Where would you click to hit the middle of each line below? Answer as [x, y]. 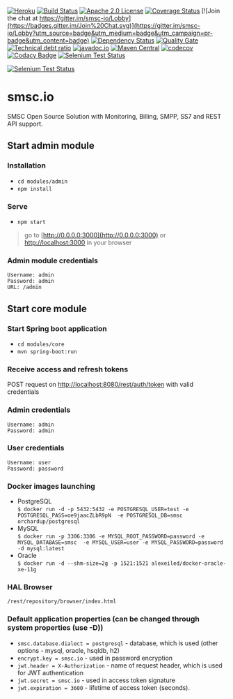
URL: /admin [24, 287]
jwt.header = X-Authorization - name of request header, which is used [120, 665]
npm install [34, 189]
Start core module [47, 308]
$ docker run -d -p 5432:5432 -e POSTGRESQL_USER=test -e [103, 510]
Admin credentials [39, 410]
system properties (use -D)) [55, 628]
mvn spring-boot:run [47, 352]
